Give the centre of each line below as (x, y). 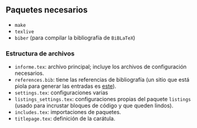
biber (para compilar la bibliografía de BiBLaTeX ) (75, 37)
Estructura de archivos (40, 53)
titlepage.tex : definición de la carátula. (65, 119)
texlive (24, 32)
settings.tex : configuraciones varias (61, 93)
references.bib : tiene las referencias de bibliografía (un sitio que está (102, 80)
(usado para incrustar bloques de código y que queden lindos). (94, 105)
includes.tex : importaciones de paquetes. (68, 112)
